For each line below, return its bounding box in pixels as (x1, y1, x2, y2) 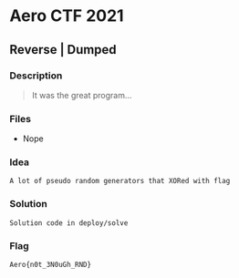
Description (9, 69, 63, 82)
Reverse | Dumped (9, 42, 117, 57)
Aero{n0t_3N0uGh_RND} (9, 261, 92, 270)
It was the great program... (31, 89, 132, 100)
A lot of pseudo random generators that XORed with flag (9, 177, 231, 186)
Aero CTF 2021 (9, 5, 125, 26)
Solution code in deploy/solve (9, 218, 129, 228)
